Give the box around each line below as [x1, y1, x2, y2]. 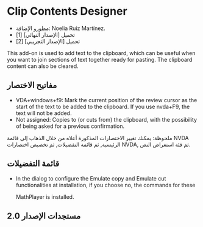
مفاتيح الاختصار [7, 80, 57, 91]
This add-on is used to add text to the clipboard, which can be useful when [7, 49, 196, 56]
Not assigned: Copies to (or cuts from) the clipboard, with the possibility [15, 116, 198, 123]
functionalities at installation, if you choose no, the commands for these [15, 181, 196, 188]
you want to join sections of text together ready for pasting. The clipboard [7, 56, 193, 63]
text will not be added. [15, 109, 72, 117]
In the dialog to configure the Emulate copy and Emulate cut [15, 174, 166, 182]
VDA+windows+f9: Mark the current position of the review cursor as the [15, 96, 198, 103]
